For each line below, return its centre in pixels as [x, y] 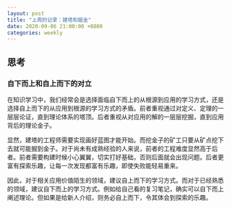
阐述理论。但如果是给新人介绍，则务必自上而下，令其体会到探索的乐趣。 [109, 197]
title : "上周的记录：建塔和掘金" [49, 20]
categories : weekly [35, 33]
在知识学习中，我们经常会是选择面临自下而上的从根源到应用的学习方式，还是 [115, 100]
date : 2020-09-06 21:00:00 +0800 [55, 26]
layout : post [26, 13]
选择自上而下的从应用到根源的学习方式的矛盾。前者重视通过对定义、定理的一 [115, 108]
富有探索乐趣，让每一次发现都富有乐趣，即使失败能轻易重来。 [95, 165]
